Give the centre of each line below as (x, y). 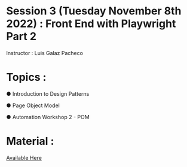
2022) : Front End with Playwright (91, 24)
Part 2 (22, 37)
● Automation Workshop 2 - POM (48, 117)
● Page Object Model (33, 105)
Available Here (24, 157)
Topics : (26, 78)
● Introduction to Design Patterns (48, 93)
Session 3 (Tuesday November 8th (94, 11)
